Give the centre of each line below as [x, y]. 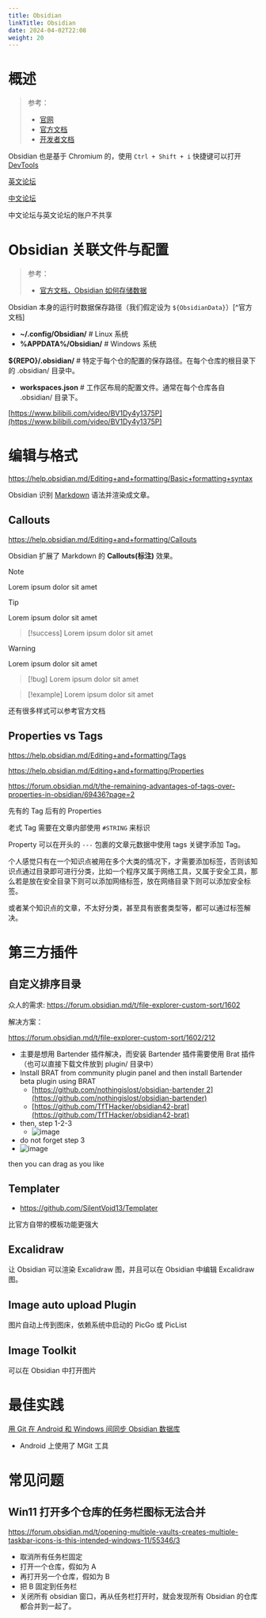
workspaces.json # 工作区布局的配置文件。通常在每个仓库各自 [122, 387]
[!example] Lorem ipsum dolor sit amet [91, 694]
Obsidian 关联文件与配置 [89, 250]
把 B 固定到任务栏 [48, 1586]
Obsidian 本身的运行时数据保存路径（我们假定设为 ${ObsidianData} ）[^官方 [131, 307]
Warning [22, 648]
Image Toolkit [42, 1351]
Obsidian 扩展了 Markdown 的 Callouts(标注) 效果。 [93, 555]
